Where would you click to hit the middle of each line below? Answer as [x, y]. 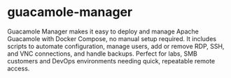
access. [19, 68]
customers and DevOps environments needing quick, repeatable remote [111, 61]
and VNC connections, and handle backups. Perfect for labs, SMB [102, 54]
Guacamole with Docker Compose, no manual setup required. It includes [112, 38]
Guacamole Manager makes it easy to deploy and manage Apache [103, 31]
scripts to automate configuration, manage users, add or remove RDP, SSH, [116, 46]
